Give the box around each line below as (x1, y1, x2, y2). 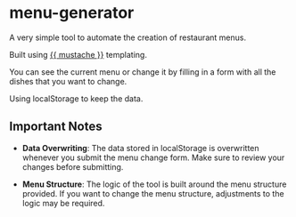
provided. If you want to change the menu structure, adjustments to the (21, 188, 284, 198)
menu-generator (9, 3, 135, 23)
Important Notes (9, 119, 103, 134)
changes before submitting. (21, 161, 124, 172)
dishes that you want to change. (9, 76, 127, 86)
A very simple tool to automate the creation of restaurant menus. (9, 32, 247, 43)
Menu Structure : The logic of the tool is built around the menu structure (21, 179, 287, 189)
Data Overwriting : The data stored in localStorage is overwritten (21, 142, 260, 153)
